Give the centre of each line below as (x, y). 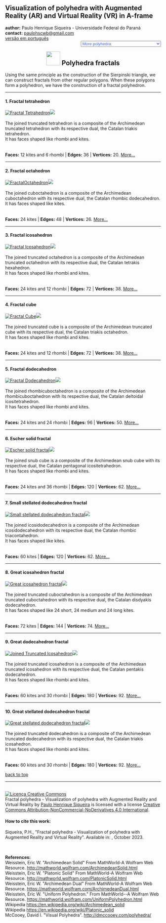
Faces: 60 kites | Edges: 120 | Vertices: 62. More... (58, 556)
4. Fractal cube (21, 305)
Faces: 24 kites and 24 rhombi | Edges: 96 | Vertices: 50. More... (72, 422)
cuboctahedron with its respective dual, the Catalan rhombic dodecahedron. (83, 198)
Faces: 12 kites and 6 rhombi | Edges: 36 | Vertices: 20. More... (70, 155)
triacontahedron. (22, 535)
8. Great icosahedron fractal (35, 572)
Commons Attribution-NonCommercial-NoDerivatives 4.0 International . (77, 810)
